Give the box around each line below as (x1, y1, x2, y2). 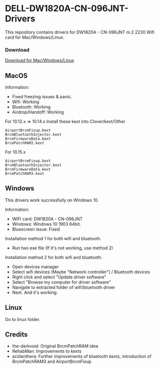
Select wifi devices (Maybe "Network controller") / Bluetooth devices (12, 269, 150, 275)
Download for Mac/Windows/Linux (5, 58, 74, 63)
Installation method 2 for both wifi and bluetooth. (5, 254, 103, 260)
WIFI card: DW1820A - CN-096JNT (12, 216, 83, 222)
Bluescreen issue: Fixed (12, 226, 60, 232)
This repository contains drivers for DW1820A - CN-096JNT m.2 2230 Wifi (5, 29, 155, 35)
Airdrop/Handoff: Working (12, 109, 64, 115)
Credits (5, 330, 28, 339)
